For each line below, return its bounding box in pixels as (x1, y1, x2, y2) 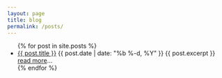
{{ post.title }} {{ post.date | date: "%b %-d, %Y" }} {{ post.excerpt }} (17, 49, 216, 57)
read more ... (17, 57, 53, 65)
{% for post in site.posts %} (17, 42, 97, 50)
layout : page (7, 10, 45, 17)
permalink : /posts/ (7, 23, 64, 30)
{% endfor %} (17, 64, 58, 72)
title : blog (7, 17, 42, 23)
